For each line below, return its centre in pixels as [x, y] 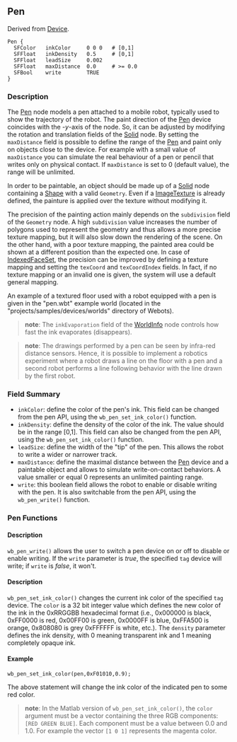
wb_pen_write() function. [54, 500]
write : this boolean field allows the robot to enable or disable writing [117, 485]
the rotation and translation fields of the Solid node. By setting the [103, 134]
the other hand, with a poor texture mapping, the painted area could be [111, 245]
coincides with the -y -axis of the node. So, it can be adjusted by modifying [116, 127]
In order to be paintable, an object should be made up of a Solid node [109, 186]
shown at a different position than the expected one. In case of [99, 252]
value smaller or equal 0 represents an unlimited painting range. [110, 477]
